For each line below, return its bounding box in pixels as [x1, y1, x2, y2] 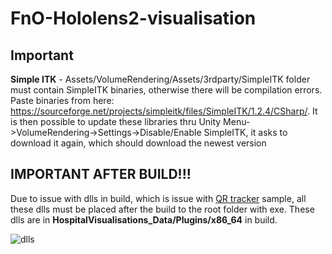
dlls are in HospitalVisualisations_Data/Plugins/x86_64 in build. [10, 213, 278, 226]
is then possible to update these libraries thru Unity [10, 116, 222, 127]
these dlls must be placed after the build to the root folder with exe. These [10, 203, 315, 215]
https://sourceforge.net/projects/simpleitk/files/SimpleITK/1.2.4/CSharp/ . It [10, 105, 318, 117]
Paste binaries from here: [10, 95, 115, 106]
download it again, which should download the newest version [10, 137, 267, 149]
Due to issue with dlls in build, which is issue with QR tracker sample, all [10, 192, 307, 204]
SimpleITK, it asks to [203, 127, 288, 138]
